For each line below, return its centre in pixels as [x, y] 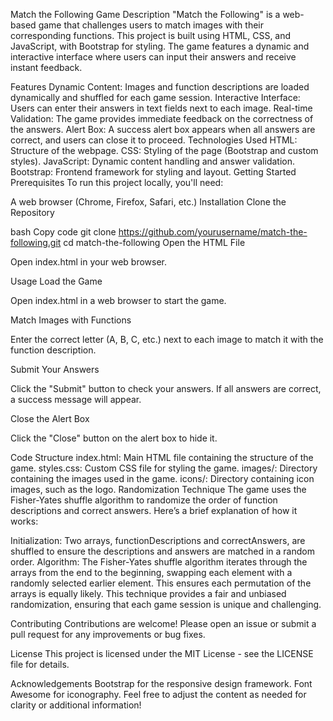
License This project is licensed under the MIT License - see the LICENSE [162, 653]
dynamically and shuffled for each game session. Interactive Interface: [155, 97]
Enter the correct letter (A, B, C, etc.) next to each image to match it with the [167, 339]
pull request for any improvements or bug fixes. [108, 634]
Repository [32, 212]
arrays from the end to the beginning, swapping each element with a [151, 572]
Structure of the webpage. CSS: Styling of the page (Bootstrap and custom [164, 150]
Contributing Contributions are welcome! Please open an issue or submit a [163, 623]
